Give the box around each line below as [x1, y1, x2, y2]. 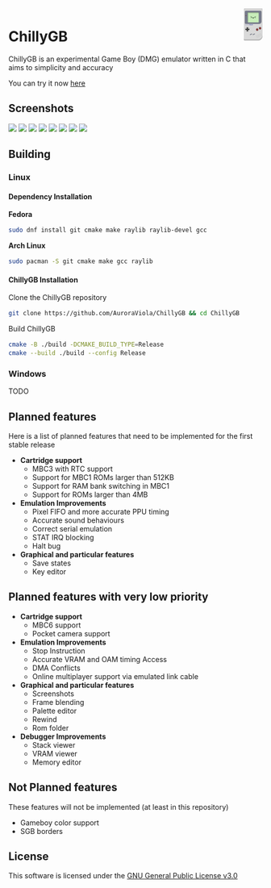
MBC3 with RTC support [31, 464, 113, 473]
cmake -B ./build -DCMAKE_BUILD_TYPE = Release [8, 340, 164, 349]
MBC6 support [31, 620, 81, 630]
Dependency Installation [8, 191, 93, 201]
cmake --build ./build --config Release [8, 348, 147, 357]
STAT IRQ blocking [31, 532, 94, 542]
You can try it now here [8, 78, 86, 88]
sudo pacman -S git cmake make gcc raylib [8, 257, 153, 265]
